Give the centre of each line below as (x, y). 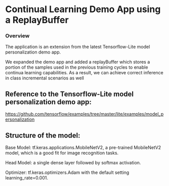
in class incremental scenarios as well (45, 78)
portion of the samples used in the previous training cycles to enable (77, 67)
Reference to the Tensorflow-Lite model (70, 94)
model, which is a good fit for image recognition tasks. (62, 153)
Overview (17, 36)
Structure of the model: (43, 135)
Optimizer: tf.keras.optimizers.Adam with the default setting (67, 172)
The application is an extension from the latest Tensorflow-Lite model (78, 47)
